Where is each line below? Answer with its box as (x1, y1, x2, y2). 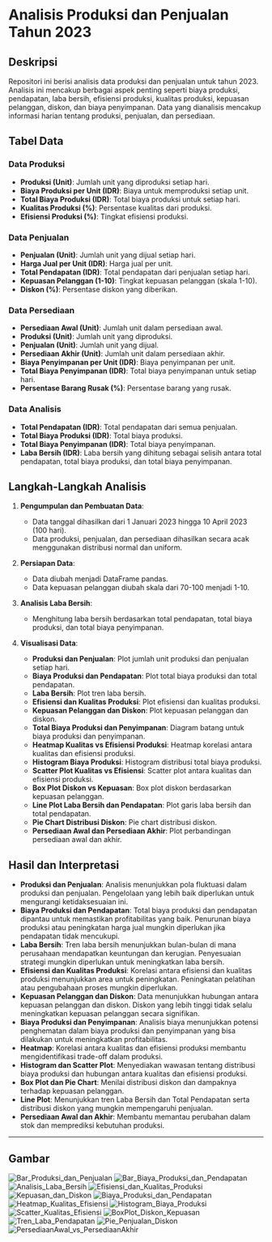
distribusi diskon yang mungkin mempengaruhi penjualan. (19, 1104, 213, 1113)
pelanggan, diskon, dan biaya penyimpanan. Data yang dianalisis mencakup (8, 103, 261, 112)
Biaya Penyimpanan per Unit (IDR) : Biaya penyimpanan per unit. (19, 358, 236, 368)
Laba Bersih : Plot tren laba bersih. (32, 688, 147, 698)
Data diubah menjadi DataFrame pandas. (32, 574, 168, 584)
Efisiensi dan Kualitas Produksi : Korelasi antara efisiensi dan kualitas (19, 966, 253, 976)
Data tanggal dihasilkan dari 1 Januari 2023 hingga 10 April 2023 (32, 517, 248, 527)
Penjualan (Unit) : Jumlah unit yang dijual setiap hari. (19, 249, 196, 260)
